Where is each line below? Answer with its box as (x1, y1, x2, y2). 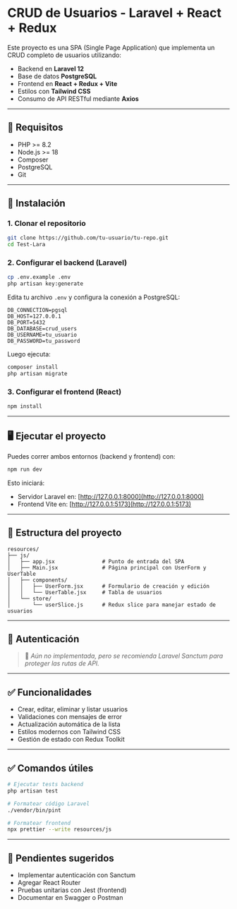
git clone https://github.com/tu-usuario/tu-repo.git (7, 234, 169, 241)
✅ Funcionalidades (7, 686, 92, 698)
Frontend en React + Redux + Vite (17, 79, 118, 88)
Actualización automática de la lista (17, 720, 121, 728)
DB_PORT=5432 (7, 319, 46, 326)
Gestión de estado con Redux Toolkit (17, 735, 125, 744)
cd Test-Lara (7, 241, 46, 248)
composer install (7, 363, 59, 371)
